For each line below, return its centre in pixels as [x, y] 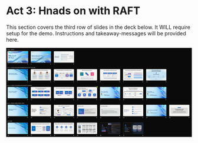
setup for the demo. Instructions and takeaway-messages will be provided [96, 33]
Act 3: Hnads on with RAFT [73, 11]
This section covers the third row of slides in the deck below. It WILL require [98, 27]
